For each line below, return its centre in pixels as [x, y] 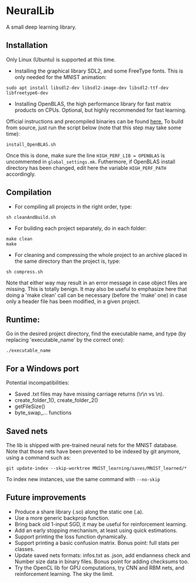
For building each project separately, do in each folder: [80, 228]
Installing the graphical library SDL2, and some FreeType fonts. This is [99, 71]
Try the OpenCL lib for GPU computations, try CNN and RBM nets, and [99, 567]
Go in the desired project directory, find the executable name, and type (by [96, 334]
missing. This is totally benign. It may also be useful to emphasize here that [97, 289]
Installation [27, 45]
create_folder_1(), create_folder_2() [56, 400]
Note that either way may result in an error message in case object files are [97, 283]
